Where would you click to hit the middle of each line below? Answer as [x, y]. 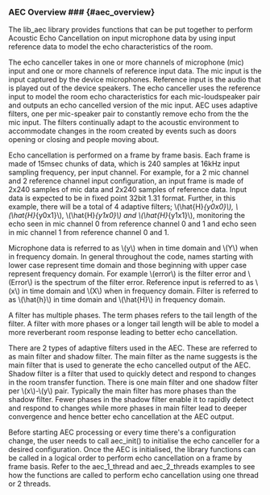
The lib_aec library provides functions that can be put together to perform [131, 30]
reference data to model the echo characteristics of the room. [111, 47]
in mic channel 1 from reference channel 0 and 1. [89, 233]
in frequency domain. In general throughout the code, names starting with [131, 257]
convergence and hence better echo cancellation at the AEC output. [121, 417]
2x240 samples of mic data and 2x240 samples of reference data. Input [128, 190]
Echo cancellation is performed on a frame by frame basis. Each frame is [129, 155]
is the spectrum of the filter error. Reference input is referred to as [144, 283]
